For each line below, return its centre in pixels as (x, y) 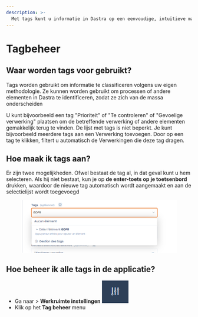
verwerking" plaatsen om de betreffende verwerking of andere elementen (96, 121)
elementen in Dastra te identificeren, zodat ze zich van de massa (85, 97)
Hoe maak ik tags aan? (48, 159)
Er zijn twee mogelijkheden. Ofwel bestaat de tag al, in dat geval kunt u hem (98, 173)
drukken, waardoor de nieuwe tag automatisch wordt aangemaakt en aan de (99, 186)
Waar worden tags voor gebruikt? (69, 71)
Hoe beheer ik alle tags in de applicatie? (81, 269)
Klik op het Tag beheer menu (50, 307)
